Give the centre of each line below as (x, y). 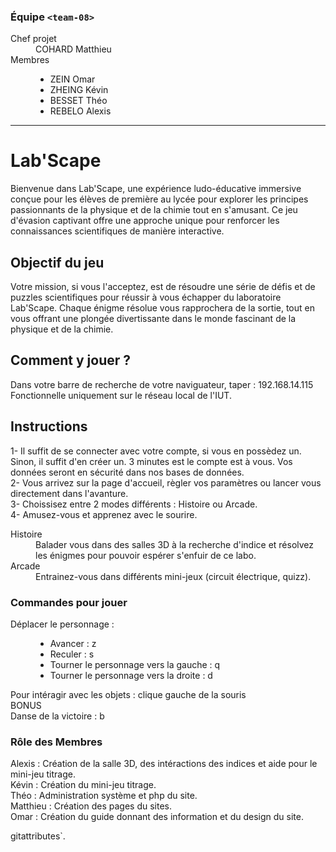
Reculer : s (72, 654)
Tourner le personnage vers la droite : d (131, 675)
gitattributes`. (38, 836)
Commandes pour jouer (69, 602)
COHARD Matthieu (73, 49)
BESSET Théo (78, 101)
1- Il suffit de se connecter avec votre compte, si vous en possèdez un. (156, 451)
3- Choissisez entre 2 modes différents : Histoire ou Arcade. (134, 504)
